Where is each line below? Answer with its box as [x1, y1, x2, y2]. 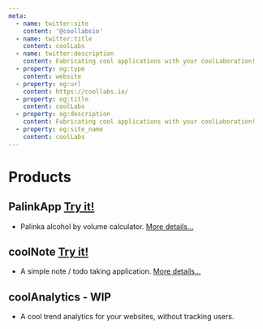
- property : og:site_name [15, 125, 104, 133]
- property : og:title [15, 95, 89, 103]
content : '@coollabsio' [23, 27, 104, 35]
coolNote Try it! [8, 245, 89, 259]
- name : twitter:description [15, 50, 114, 58]
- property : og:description [15, 110, 111, 119]
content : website [23, 72, 82, 80]
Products [8, 167, 71, 186]
